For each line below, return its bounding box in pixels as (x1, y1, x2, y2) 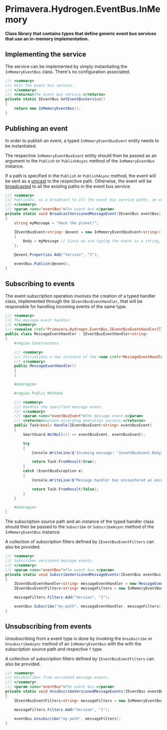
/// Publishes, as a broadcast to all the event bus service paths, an (5, 197, 157, 202)
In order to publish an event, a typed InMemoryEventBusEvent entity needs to (5, 138, 159, 144)
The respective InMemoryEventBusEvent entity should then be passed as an (5, 153, 157, 159)
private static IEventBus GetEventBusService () (5, 97, 106, 102)
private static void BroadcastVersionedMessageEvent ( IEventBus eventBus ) (5, 211, 162, 217)
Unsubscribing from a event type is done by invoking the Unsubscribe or (5, 635, 153, 642)
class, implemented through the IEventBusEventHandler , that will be (5, 298, 143, 304)
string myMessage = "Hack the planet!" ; (14, 220, 99, 226)
